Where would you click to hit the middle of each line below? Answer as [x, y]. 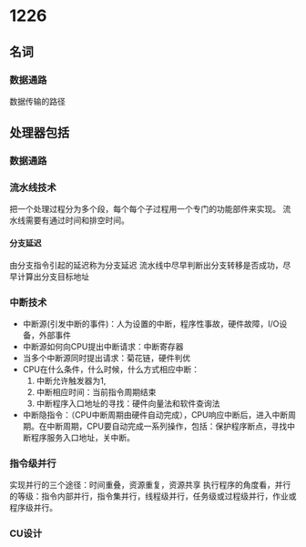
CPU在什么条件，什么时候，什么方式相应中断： [111, 369]
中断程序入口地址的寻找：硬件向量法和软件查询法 [128, 403]
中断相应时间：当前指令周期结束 [96, 391]
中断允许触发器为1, [71, 380]
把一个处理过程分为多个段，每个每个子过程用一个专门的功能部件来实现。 [145, 209]
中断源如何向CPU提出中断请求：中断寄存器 [103, 346]
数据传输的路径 [37, 101]
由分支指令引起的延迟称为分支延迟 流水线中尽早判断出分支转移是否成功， [146, 265]
